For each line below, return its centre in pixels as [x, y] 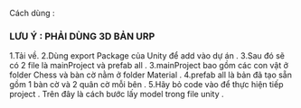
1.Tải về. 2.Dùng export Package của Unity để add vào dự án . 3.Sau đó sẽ [147, 56]
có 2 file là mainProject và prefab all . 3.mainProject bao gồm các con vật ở [149, 66]
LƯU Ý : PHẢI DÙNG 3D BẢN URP [82, 36]
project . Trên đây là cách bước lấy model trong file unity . [117, 94]
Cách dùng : [32, 13]
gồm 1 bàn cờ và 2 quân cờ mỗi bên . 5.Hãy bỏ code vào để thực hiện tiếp [146, 85]
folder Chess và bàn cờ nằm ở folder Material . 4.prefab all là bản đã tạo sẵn [150, 75]
